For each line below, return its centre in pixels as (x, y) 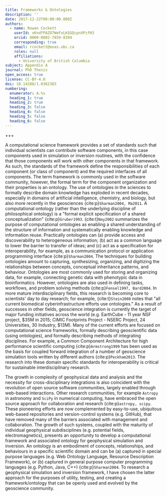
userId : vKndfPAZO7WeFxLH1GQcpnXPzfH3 (54, 33)
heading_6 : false (28, 121)
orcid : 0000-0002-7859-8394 (43, 38)
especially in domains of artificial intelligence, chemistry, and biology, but (80, 198)
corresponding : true (35, 42)
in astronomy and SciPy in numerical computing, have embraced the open (81, 398)
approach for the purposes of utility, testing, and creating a (66, 478)
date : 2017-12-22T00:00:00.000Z (39, 19)
